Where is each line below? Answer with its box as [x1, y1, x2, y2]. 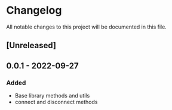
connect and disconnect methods [14, 99, 98, 106]
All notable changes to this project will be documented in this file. [6, 23, 167, 30]
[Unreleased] [6, 40, 57, 51]
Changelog [6, 4, 62, 17]
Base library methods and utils [14, 92, 90, 99]
